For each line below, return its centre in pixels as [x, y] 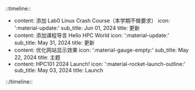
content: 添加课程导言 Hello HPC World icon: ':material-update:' [92, 35]
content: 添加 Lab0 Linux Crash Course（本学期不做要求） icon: [92, 21]
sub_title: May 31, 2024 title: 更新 [54, 43]
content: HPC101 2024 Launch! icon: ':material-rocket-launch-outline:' [100, 64]
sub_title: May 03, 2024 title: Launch [59, 70]
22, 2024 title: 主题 [37, 57]
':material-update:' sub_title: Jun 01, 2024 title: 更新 [77, 28]
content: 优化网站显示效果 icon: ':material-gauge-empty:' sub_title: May [101, 50]
